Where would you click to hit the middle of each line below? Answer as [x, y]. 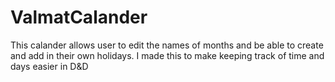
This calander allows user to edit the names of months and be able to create [167, 45]
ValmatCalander [79, 17]
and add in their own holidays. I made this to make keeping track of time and [167, 55]
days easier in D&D [49, 66]
